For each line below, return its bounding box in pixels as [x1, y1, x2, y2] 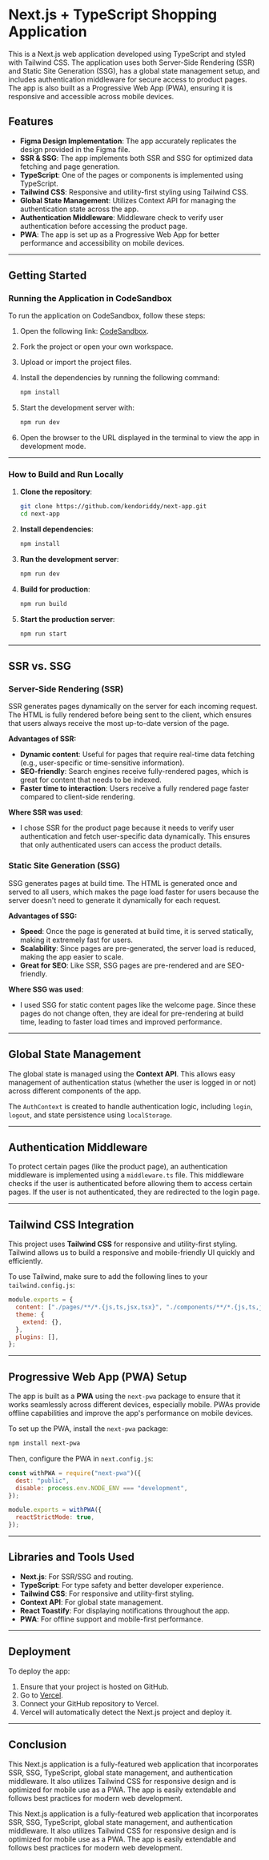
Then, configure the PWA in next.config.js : [8, 1453, 154, 1463]
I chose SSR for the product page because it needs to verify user [19, 823, 235, 833]
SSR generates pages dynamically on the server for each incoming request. [8, 702, 258, 712]
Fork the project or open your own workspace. [19, 342, 174, 351]
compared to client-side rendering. [19, 792, 135, 802]
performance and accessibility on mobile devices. [19, 238, 185, 247]
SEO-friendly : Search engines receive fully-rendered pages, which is [19, 767, 249, 776]
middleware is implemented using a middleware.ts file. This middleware [8, 1170, 244, 1180]
